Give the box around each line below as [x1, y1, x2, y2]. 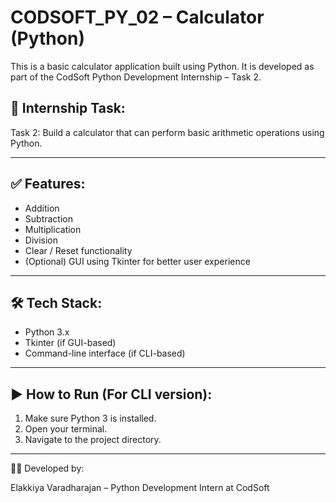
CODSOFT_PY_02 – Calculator [10, 6, 265, 29]
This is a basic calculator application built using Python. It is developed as [10, 60, 315, 72]
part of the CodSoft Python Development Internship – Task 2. [10, 71, 262, 83]
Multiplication [24, 223, 82, 235]
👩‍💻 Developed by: [10, 462, 85, 475]
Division [24, 234, 58, 246]
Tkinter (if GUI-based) [24, 337, 117, 349]
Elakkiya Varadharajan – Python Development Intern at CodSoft [10, 482, 270, 494]
